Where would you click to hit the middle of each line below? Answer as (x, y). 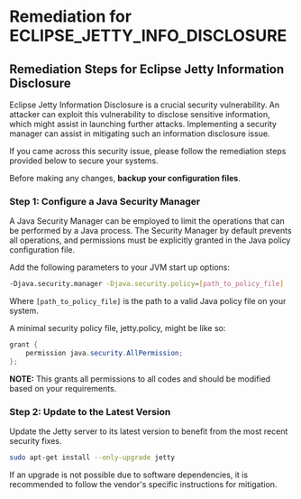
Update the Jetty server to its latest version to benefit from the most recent (149, 431)
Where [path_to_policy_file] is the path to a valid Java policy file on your (148, 301)
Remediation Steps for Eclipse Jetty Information (147, 69)
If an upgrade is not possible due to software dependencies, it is (129, 475)
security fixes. (36, 441)
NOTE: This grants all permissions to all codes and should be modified (140, 379)
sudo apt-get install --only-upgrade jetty (92, 457)
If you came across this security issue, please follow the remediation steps (148, 151)
